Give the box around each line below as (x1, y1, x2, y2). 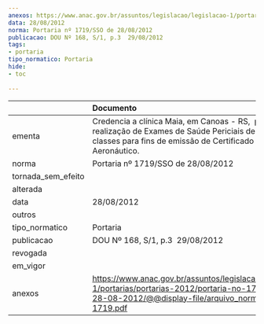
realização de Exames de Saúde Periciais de (92, 125, 255, 136)
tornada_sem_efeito (12, 171, 85, 182)
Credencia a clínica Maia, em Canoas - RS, (92, 116, 251, 127)
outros (12, 209, 37, 220)
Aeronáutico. (92, 145, 140, 156)
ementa (12, 131, 41, 142)
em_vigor (12, 260, 46, 271)
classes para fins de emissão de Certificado (92, 135, 255, 146)
